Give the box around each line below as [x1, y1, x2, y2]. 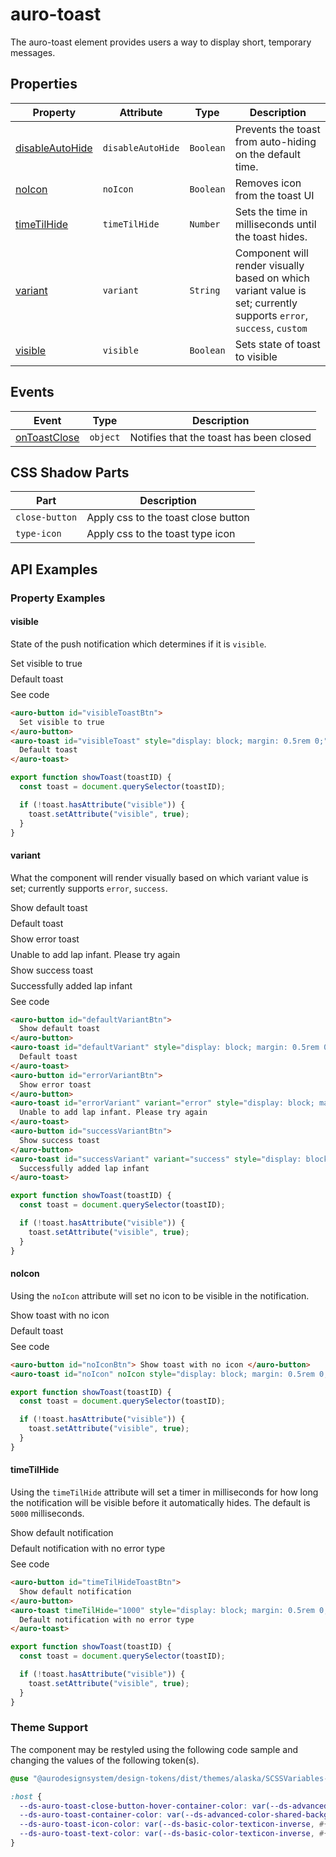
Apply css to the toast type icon [86, 527, 236, 541]
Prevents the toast [234, 122, 321, 136]
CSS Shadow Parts [10, 464, 130, 481]
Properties [10, 76, 78, 93]
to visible [234, 349, 278, 363]
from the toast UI [234, 188, 315, 202]
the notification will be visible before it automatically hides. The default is [10, 1497, 311, 1508]
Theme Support [10, 1721, 88, 1735]
